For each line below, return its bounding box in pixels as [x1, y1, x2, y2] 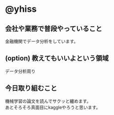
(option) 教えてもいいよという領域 [5, 54, 109, 63]
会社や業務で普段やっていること [5, 24, 102, 33]
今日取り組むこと [5, 84, 57, 92]
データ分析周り [5, 68, 36, 74]
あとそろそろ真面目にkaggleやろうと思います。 [5, 104, 101, 110]
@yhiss [5, 3, 37, 15]
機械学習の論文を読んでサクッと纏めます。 [5, 98, 91, 104]
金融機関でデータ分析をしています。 [5, 38, 78, 44]
